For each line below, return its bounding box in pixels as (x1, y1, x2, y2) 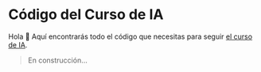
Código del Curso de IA (8, 6, 164, 24)
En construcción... (27, 55, 88, 65)
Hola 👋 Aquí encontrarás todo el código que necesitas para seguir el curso (8, 32, 253, 41)
